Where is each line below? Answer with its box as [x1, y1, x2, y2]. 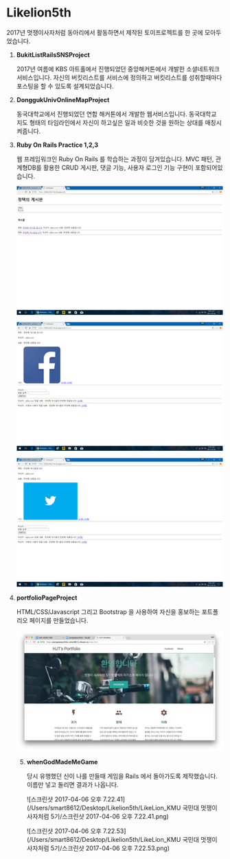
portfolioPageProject [16, 593, 78, 602]
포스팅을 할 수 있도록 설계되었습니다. [16, 82, 114, 90]
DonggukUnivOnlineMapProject [16, 95, 110, 104]
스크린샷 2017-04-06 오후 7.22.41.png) [62, 812, 169, 821]
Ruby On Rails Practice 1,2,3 [16, 141, 99, 149]
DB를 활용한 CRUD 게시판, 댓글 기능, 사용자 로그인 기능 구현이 [27, 163, 194, 172]
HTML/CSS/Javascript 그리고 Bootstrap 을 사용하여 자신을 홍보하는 [16, 608, 200, 616]
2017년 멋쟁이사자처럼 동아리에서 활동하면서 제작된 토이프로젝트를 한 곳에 [6, 28, 203, 36]
